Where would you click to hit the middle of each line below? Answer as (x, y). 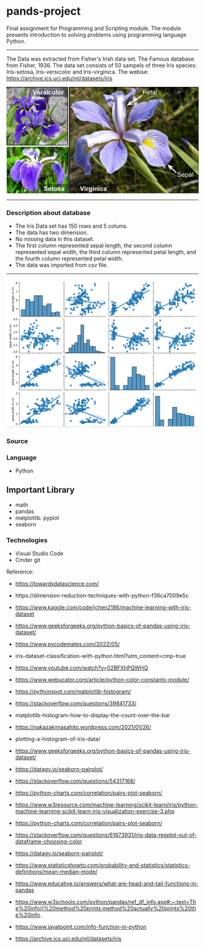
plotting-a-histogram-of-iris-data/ (58, 739)
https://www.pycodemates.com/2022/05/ (67, 644)
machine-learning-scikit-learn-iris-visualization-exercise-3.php (95, 812)
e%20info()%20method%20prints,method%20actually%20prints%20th (106, 909)
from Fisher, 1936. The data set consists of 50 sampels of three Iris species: (102, 65)
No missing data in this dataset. (55, 239)
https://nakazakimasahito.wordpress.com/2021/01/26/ (83, 727)
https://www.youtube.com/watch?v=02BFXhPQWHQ (81, 668)
